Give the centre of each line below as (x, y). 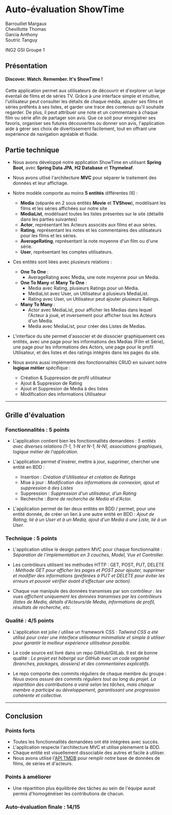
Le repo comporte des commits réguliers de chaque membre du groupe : (90, 673)
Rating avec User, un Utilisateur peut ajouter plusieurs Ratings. (94, 299)
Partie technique (33, 150)
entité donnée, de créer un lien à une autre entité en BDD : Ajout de (83, 514)
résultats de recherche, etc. (42, 608)
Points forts (20, 730)
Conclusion (24, 716)
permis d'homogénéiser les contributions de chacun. (68, 793)
